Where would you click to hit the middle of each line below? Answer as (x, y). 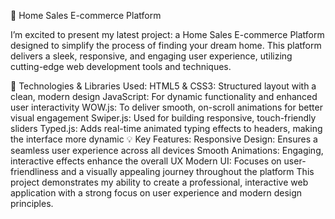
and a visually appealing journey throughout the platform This (187, 171)
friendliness (34, 171)
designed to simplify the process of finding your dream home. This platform (166, 45)
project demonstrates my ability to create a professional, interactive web (159, 182)
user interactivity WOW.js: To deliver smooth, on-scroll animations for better (166, 107)
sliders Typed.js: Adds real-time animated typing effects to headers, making (166, 128)
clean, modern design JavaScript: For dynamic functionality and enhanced (164, 96)
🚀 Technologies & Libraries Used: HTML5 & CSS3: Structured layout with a (163, 86)
